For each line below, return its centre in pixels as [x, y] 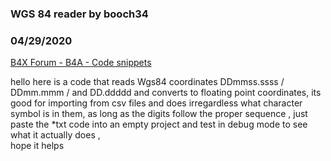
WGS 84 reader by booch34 [79, 14]
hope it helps [37, 146]
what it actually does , [55, 135]
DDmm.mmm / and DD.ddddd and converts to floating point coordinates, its [166, 93]
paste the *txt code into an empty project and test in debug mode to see [159, 124]
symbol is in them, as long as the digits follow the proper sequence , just [159, 114]
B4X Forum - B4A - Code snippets [81, 63]
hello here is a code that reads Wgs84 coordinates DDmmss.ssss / [147, 82]
